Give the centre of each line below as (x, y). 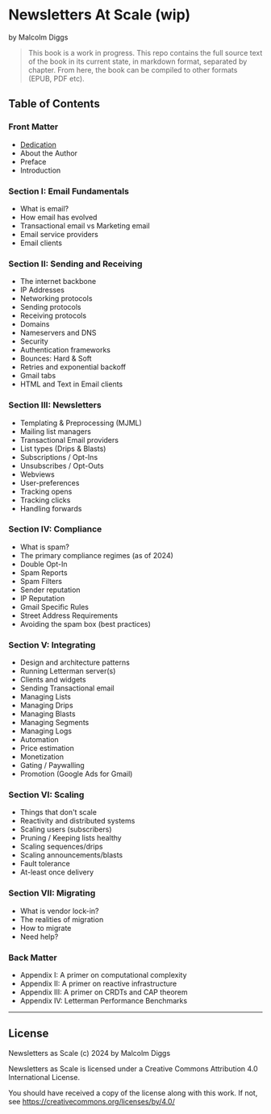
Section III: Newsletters (55, 405)
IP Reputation (42, 598)
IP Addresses (42, 290)
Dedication (38, 144)
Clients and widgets (53, 680)
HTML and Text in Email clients (71, 384)
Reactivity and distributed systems (77, 821)
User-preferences (50, 482)
